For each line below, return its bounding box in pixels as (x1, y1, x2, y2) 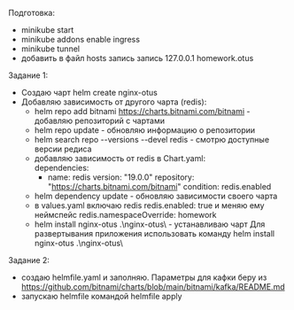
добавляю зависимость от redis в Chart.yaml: (34, 153, 205, 163)
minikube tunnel (20, 43, 81, 54)
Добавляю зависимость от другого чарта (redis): (20, 97, 207, 107)
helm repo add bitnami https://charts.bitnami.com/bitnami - (34, 106, 251, 116)
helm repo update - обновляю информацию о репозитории (34, 125, 256, 136)
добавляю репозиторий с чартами (34, 115, 166, 126)
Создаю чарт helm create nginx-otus (20, 88, 159, 97)
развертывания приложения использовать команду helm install (34, 229, 275, 238)
